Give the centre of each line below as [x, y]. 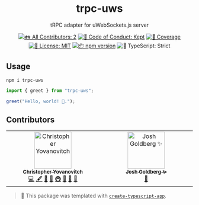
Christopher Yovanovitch [53, 172]
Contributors [31, 119]
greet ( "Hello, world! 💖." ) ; [41, 101]
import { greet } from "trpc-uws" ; [50, 91]
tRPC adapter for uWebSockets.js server [99, 25]
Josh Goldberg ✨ [146, 172]
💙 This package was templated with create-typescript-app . [94, 196]
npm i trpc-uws [25, 80]
